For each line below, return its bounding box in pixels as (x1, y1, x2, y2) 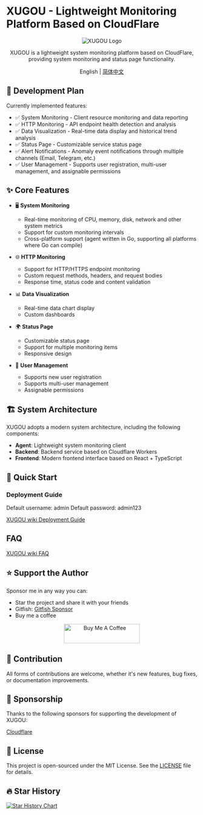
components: (6, 430, 39, 437)
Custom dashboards (24, 310, 75, 318)
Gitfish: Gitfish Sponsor (15, 605, 73, 612)
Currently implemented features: (6, 102, 88, 109)
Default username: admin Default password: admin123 (6, 505, 142, 512)
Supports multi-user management (24, 380, 109, 387)
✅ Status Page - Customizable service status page (15, 141, 142, 148)
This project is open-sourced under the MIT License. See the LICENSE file (6, 762, 191, 770)
